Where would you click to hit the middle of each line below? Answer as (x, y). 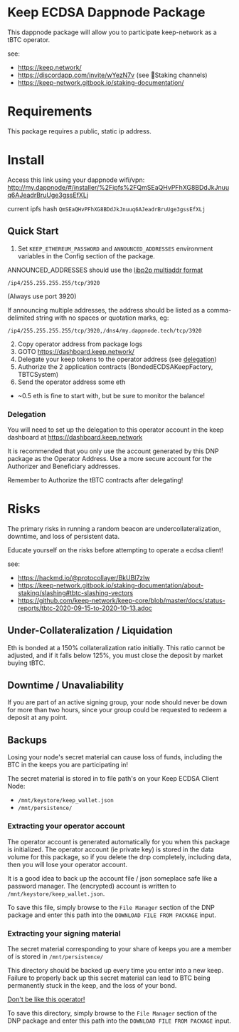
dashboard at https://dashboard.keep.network (75, 437)
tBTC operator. (29, 39)
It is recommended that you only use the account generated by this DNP (113, 451)
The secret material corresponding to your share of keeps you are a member (119, 948)
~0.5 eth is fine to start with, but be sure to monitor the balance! (111, 395)
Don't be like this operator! (46, 999)
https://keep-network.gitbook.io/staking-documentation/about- (111, 585)
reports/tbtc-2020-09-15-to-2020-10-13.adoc (85, 608)
